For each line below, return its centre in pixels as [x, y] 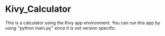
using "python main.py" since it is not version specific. [61, 28]
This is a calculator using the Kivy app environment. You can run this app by [83, 23]
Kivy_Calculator [38, 9]
